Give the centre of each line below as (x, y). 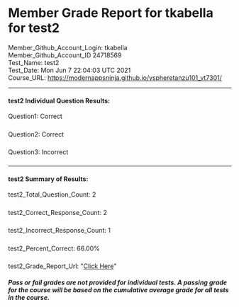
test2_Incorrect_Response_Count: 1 (59, 231)
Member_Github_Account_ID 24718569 (65, 55)
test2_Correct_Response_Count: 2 (57, 212)
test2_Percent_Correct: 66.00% (54, 248)
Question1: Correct (35, 116)
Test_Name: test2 (34, 62)
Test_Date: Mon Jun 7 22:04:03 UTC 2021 (70, 70)
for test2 (34, 28)
